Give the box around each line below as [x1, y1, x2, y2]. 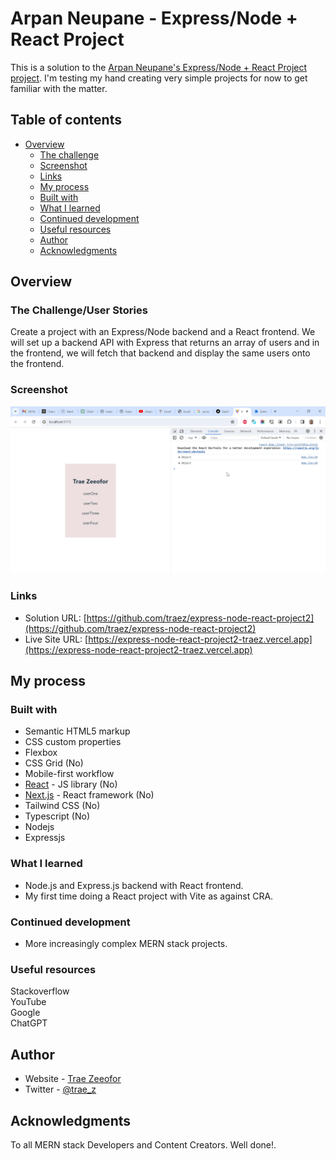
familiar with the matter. [10, 82, 108, 94]
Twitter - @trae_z [24, 1083, 97, 1096]
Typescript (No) [24, 810, 90, 822]
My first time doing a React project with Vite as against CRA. [24, 890, 274, 902]
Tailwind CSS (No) [24, 800, 101, 812]
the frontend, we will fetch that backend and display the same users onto [10, 347, 311, 359]
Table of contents [10, 112, 122, 129]
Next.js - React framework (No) [24, 789, 155, 801]
